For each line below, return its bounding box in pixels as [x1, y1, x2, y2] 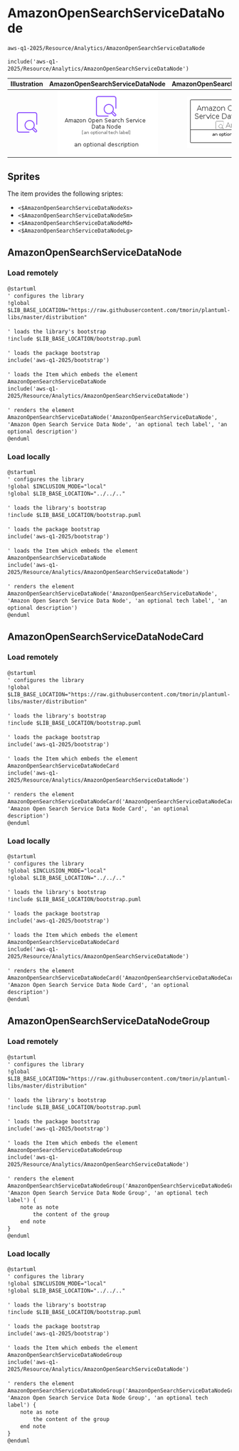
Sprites [7, 170, 41, 183]
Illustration [10, 80, 44, 89]
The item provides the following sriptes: [7, 189, 124, 198]
